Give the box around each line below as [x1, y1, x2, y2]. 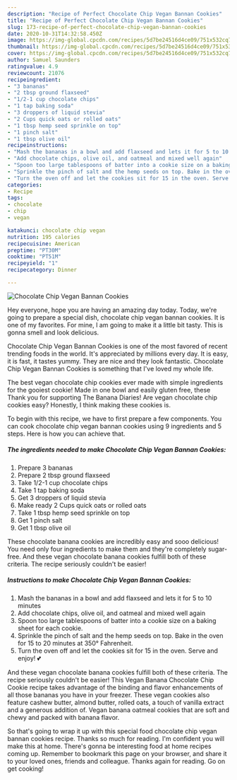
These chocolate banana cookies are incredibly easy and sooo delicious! [7, 537, 219, 545]
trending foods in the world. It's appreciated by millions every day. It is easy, [7, 349, 229, 358]
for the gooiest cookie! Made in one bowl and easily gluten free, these [7, 385, 211, 394]
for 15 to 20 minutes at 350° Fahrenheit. [17, 639, 133, 647]
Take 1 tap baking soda [17, 486, 85, 494]
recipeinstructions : [7, 142, 68, 149]
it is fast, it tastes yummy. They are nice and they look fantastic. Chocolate [7, 356, 224, 365]
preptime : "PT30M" [7, 247, 61, 254]
